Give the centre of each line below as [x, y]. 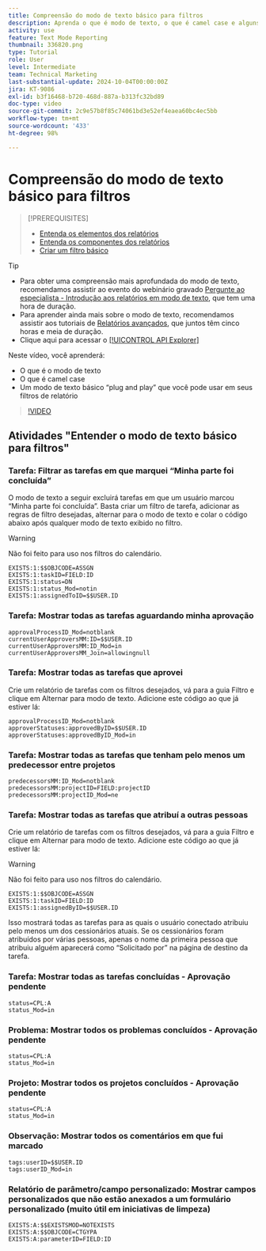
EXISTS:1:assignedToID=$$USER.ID [63, 596]
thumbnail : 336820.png [46, 45]
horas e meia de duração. [61, 331]
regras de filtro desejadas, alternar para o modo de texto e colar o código [128, 514]
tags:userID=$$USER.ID [46, 1162]
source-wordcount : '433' [49, 126]
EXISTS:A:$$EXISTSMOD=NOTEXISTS [61, 1225]
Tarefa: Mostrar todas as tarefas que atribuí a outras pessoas [128, 815]
